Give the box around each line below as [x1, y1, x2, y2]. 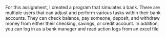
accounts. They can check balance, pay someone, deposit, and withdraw [5, 15, 160, 21]
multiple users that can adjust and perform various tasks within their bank [5, 10, 161, 16]
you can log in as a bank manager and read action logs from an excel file [5, 26, 159, 32]
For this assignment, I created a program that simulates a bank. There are [5, 5, 160, 10]
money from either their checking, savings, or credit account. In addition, [5, 20, 159, 26]
